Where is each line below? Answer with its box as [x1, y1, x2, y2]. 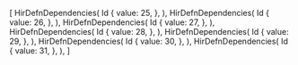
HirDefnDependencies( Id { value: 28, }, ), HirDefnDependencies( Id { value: [9, 27, 289, 37]
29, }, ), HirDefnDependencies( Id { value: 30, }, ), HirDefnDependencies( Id [9, 36, 289, 46]
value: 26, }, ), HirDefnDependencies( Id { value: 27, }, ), [9, 17, 215, 28]
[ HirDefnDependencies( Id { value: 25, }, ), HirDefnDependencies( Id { [9, 8, 269, 18]
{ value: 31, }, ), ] [9, 45, 70, 56]
